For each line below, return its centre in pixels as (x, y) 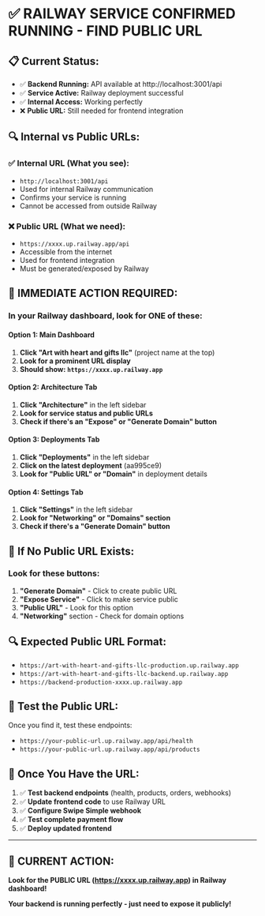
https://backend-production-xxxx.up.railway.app (101, 682)
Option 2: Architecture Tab (53, 387)
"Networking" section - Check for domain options (102, 616)
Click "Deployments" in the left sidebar (84, 457)
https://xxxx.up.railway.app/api (75, 244)
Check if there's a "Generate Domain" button (95, 527)
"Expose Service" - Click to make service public (99, 599)
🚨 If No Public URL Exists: (71, 551)
